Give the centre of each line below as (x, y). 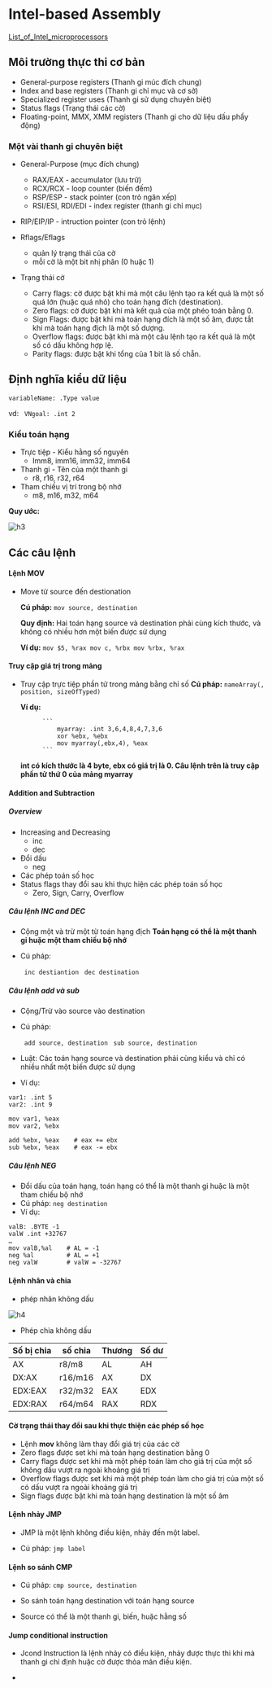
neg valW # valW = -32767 (65, 1263)
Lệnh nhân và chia (40, 1281)
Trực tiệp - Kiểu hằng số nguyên (74, 452)
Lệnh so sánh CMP (41, 1567)
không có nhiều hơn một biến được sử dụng (93, 631)
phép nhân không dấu (57, 1299)
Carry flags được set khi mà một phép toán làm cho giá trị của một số (136, 1461)
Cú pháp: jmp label (53, 1549)
